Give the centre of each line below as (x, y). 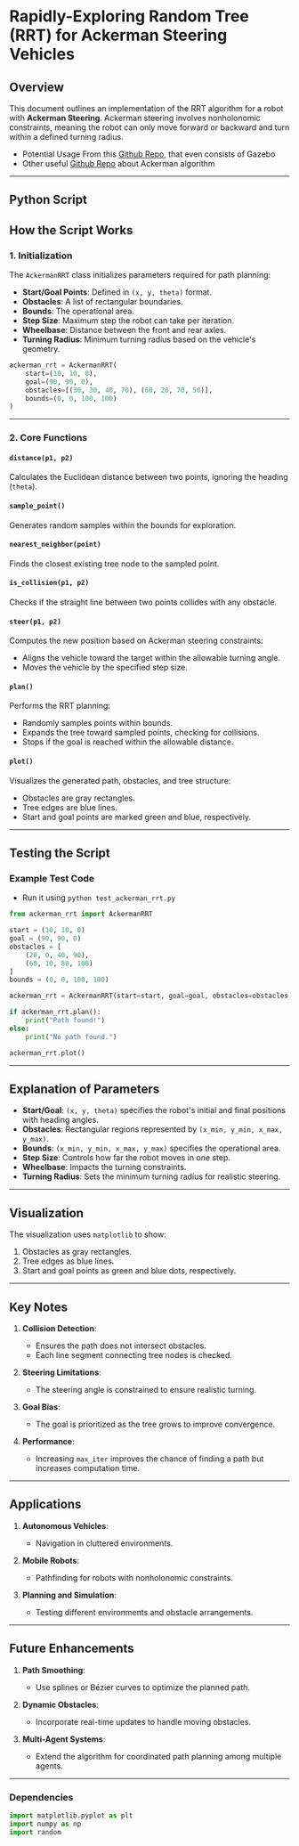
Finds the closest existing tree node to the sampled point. (114, 564)
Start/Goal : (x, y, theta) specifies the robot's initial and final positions (154, 1110)
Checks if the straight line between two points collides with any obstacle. (143, 602)
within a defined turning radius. (66, 137)
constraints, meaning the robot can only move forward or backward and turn (149, 127)
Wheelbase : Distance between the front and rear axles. (124, 330)
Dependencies (41, 1797)
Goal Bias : (41, 1407)
